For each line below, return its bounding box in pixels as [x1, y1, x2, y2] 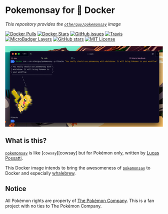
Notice [5, 184, 26, 193]
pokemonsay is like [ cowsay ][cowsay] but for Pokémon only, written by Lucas [5, 149, 159, 155]
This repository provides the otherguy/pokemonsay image [5, 21, 121, 27]
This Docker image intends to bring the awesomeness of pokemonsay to [5, 164, 151, 170]
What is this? [5, 136, 47, 145]
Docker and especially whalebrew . [5, 170, 76, 176]
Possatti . [5, 155, 23, 161]
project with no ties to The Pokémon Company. [5, 203, 102, 209]
